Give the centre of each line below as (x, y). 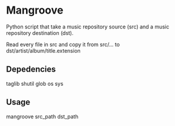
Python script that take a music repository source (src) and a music (88, 27)
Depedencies (31, 70)
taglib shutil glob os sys (35, 83)
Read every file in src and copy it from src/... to (63, 44)
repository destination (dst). (40, 33)
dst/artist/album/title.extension (43, 50)
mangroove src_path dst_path (42, 117)
